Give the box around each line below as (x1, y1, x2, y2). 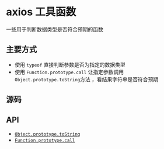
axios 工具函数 (6, 5, 76, 19)
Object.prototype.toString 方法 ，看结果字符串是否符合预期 (14, 75, 159, 82)
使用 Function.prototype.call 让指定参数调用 (14, 68, 124, 75)
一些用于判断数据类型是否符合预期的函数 (6, 26, 103, 33)
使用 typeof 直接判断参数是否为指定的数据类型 (14, 61, 125, 68)
